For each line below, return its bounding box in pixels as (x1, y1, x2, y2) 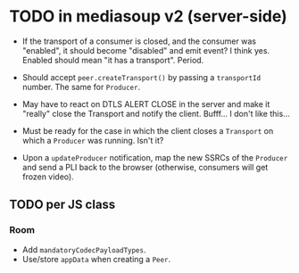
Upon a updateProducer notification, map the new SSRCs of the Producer (21, 152, 288, 162)
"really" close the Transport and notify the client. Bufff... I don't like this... (21, 108, 290, 119)
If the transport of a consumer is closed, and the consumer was (21, 36, 257, 46)
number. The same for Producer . (21, 81, 141, 92)
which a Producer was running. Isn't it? (21, 135, 164, 145)
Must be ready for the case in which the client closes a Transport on (21, 125, 274, 136)
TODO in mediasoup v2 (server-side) (9, 6, 287, 27)
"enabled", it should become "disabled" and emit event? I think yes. (21, 45, 270, 55)
